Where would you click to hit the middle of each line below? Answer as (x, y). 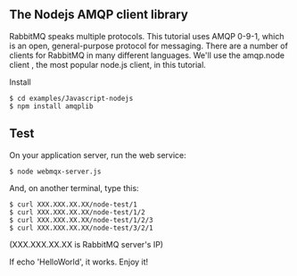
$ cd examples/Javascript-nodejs (71, 98)
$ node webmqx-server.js (55, 171)
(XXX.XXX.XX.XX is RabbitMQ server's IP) (86, 244)
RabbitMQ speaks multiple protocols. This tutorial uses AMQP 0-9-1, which (147, 36)
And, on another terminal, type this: (74, 188)
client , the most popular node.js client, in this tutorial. (108, 64)
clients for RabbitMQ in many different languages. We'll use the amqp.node (147, 55)
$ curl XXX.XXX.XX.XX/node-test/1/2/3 (81, 220)
